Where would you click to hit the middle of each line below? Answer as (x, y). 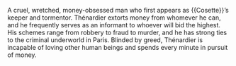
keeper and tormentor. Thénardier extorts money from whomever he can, (114, 18)
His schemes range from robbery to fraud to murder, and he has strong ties (117, 32)
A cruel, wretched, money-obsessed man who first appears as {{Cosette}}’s (118, 10)
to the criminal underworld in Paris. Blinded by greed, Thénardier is (105, 40)
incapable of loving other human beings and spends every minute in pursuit (118, 47)
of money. (22, 55)
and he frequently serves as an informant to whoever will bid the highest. (114, 25)
